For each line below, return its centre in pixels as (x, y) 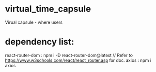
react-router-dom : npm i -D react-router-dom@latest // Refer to (69, 55)
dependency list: (39, 42)
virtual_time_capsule (48, 9)
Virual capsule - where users (34, 22)
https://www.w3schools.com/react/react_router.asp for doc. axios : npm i (78, 60)
